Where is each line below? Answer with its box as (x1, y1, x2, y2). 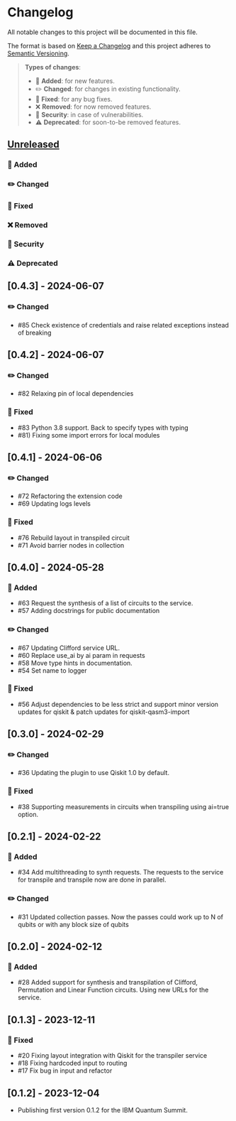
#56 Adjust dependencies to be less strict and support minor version (17, 700, 218, 708)
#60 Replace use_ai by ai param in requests (17, 651, 145, 659)
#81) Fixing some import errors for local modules (17, 430, 160, 439)
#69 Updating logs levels (17, 499, 91, 508)
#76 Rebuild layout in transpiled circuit (17, 534, 130, 542)
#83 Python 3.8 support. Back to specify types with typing (17, 423, 189, 432)
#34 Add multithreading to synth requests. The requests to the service (17, 868, 224, 877)
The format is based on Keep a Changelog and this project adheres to (7, 41, 211, 50)
